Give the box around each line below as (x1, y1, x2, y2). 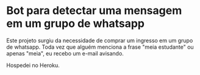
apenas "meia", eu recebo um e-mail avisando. (6, 49, 124, 57)
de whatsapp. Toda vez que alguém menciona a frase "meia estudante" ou (6, 43, 194, 51)
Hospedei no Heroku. (6, 62, 60, 69)
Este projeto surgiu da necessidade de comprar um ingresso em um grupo (6, 37, 193, 44)
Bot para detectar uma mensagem (6, 4, 182, 18)
